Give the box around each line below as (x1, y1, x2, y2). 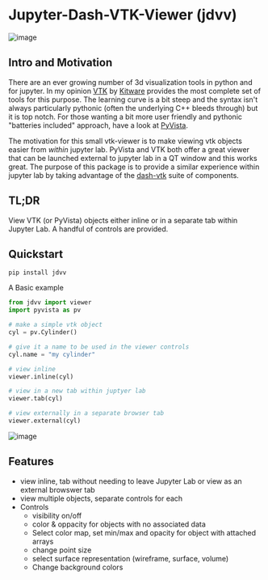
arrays (31, 536, 54, 546)
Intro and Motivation (8, 56, 113, 70)
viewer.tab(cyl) (8, 395, 63, 403)
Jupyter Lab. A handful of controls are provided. (8, 224, 169, 234)
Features (8, 455, 54, 468)
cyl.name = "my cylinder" (8, 350, 95, 358)
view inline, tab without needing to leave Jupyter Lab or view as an (19, 476, 242, 486)
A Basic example (8, 283, 65, 293)
